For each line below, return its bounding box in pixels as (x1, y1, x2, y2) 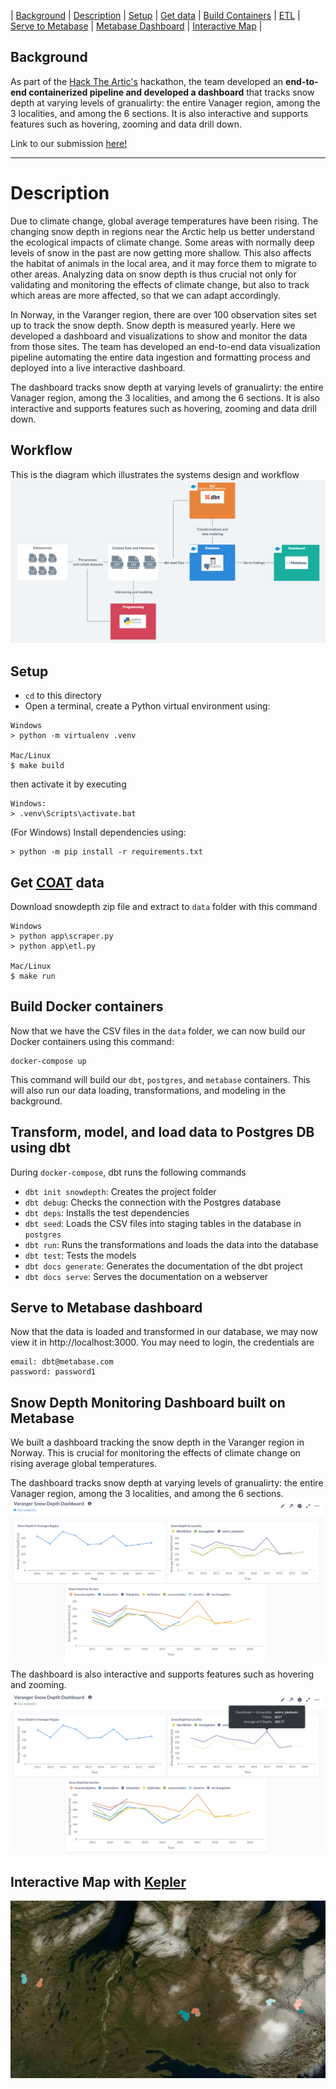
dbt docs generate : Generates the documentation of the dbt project (24, 1260, 303, 1272)
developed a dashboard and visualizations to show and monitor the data (10, 330, 308, 342)
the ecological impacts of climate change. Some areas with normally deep (10, 236, 315, 248)
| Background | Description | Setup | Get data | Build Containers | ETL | (10, 10, 301, 21)
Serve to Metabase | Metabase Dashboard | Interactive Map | (10, 20, 263, 32)
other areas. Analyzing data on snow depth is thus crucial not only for (10, 268, 297, 280)
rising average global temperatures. (10, 1458, 158, 1470)
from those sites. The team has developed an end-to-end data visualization (10, 340, 321, 352)
